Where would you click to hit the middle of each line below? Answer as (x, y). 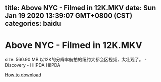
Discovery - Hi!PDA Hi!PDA (33, 65)
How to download (23, 75)
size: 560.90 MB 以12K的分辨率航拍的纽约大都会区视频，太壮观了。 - (76, 60)
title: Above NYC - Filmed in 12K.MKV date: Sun (81, 8)
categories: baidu (33, 24)
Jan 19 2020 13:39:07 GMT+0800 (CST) (69, 16)
